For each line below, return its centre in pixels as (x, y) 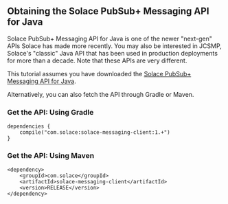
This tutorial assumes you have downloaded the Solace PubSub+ (99, 73)
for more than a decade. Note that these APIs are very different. (97, 60)
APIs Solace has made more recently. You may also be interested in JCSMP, (114, 46)
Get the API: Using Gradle (50, 112)
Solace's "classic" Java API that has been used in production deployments (113, 53)
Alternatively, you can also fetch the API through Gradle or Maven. (101, 94)
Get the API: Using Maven (51, 156)
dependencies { (29, 126)
